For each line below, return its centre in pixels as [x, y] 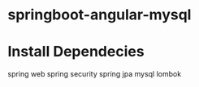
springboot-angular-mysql [99, 15]
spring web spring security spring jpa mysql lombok [95, 74]
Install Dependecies [76, 52]
